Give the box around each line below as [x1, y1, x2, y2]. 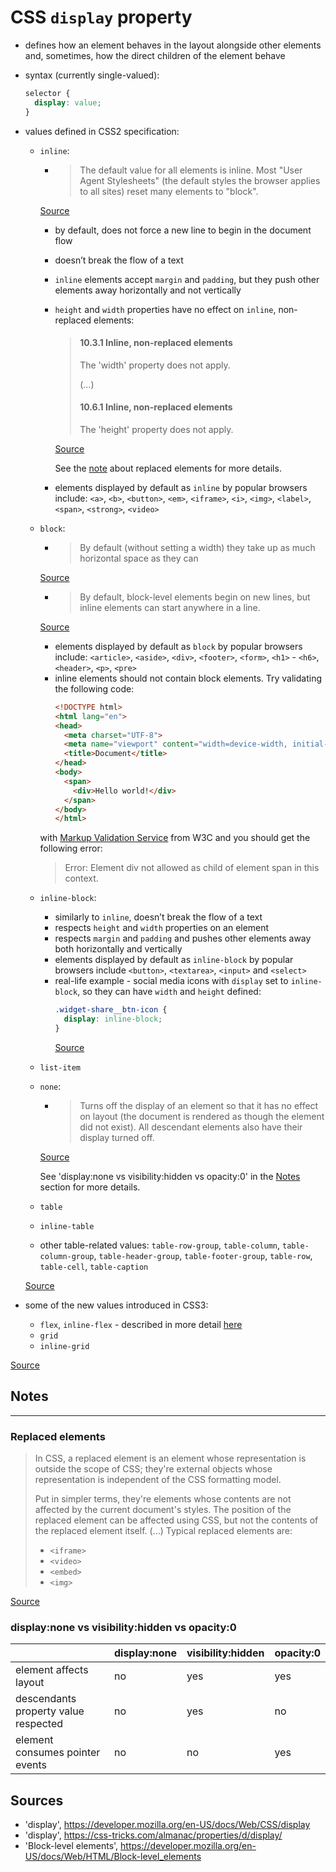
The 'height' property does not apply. [79, 423, 234, 435]
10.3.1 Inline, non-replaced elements [79, 337, 233, 349]
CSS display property [10, 6, 193, 29]
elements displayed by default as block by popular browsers [54, 640, 303, 652]
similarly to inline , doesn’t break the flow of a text [54, 911, 263, 923]
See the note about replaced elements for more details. [54, 462, 282, 474]
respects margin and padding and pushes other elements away [54, 932, 312, 945]
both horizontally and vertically [54, 943, 183, 955]
